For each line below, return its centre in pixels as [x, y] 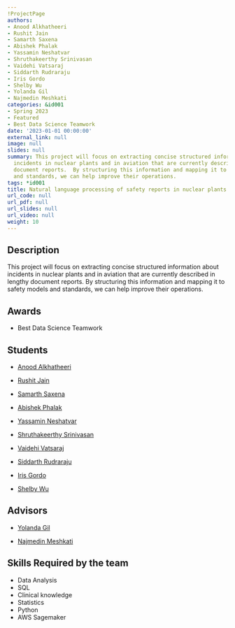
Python [28, 610]
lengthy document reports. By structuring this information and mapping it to [116, 282]
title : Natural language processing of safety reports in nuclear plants [117, 190]
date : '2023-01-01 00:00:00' [50, 131]
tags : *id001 [26, 183]
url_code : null [29, 196]
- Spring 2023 [28, 111]
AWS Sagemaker [42, 617]
